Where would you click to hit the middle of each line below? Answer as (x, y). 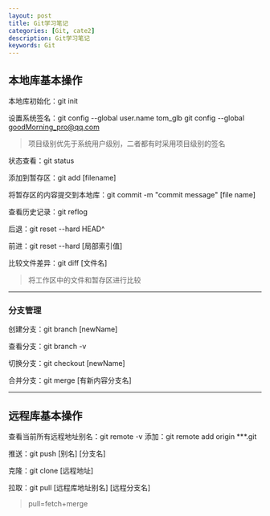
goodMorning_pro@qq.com (54, 127)
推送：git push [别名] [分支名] (57, 453)
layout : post (30, 16)
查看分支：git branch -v (47, 347)
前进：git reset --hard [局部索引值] (65, 246)
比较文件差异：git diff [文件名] (58, 262)
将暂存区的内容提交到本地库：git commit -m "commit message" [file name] (132, 194)
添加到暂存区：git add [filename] (62, 177)
